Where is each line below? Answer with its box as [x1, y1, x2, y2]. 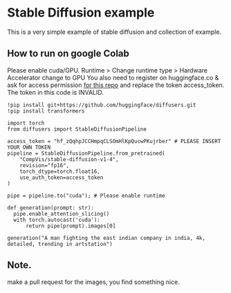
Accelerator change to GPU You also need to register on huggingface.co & [7, 73, 219, 82]
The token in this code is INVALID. [7, 88, 104, 96]
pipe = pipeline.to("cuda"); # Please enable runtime [7, 192, 166, 199]
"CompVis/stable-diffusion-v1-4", [19, 155, 119, 163]
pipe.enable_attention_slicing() [13, 210, 110, 217]
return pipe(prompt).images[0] [25, 223, 116, 229]
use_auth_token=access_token [19, 174, 104, 181]
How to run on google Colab [7, 48, 130, 59]
